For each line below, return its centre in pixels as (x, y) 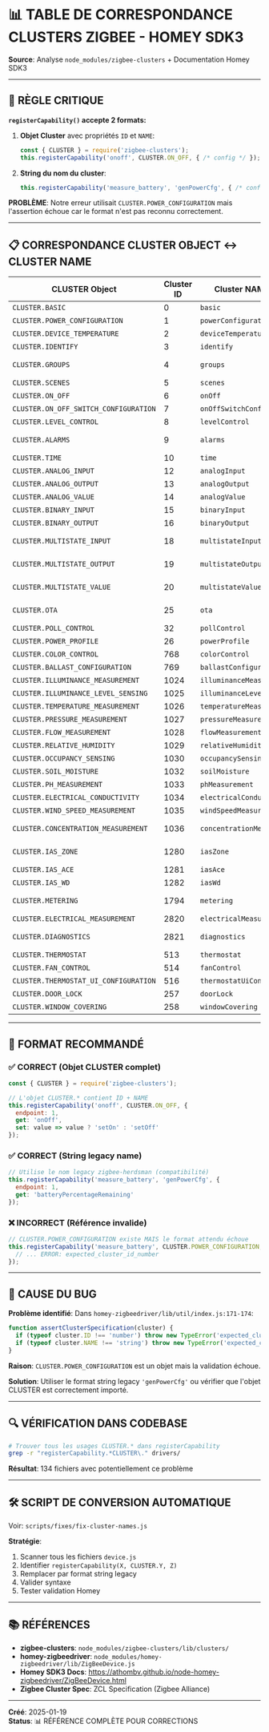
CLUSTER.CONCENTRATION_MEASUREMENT (80, 829)
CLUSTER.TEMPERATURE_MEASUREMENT (76, 707)
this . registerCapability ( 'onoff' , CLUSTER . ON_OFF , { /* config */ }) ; (140, 157)
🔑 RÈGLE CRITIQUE (56, 101)
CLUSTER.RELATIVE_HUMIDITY (64, 746)
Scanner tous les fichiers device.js (78, 1557)
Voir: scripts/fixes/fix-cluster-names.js (78, 1526)
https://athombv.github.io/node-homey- (154, 1672)
